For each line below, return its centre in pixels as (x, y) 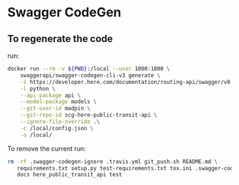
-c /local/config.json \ (57, 128)
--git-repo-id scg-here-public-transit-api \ (89, 115)
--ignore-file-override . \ (60, 122)
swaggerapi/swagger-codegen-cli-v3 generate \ (90, 75)
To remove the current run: (47, 148)
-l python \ (38, 89)
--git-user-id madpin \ (55, 109)
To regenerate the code (60, 39)
